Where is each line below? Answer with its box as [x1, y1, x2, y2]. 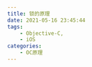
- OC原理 [20, 50, 43, 57]
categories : [7, 43, 42, 50]
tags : [7, 23, 23, 30]
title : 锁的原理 [7, 10, 50, 17]
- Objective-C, [20, 29, 64, 37]
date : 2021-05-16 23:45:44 [7, 17, 86, 24]
